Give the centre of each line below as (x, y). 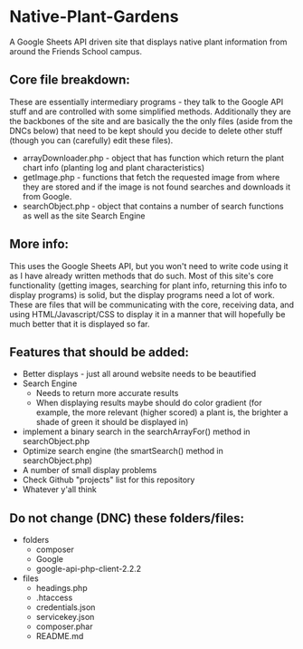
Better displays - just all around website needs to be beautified (139, 374)
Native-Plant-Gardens (94, 17)
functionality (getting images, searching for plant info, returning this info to (148, 285)
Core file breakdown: (70, 80)
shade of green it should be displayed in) (112, 422)
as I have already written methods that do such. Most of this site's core (142, 276)
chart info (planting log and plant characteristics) (114, 167)
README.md (60, 636)
